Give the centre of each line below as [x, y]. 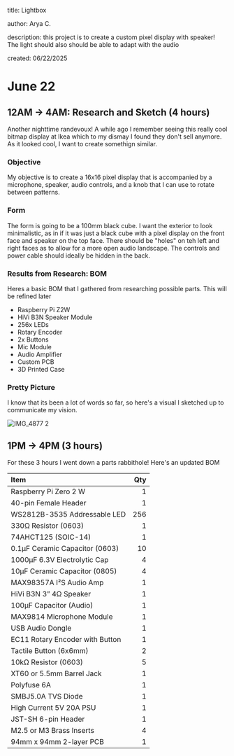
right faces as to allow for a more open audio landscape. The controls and [114, 248]
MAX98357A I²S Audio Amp [57, 582]
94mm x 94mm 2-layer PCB [58, 742]
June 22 [31, 86]
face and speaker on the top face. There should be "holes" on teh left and [114, 240]
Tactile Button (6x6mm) [50, 651]
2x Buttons [33, 339]
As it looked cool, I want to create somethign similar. [82, 144]
